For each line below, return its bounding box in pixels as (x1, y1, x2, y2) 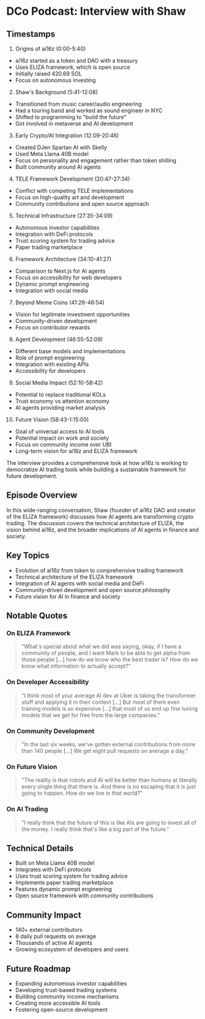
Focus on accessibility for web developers (15, 274, 122, 281)
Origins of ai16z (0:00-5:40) (15, 45, 86, 52)
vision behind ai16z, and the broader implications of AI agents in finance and (6, 526, 199, 533)
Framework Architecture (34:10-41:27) (15, 256, 112, 262)
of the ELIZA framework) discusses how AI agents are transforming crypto (6, 513, 194, 520)
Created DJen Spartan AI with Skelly (15, 144, 107, 151)
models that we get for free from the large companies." (21, 711, 160, 719)
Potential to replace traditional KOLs (15, 391, 106, 398)
